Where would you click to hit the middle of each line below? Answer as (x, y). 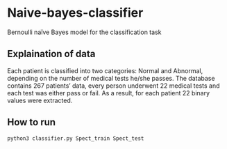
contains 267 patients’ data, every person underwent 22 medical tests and (113, 86)
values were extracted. (40, 100)
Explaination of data (51, 54)
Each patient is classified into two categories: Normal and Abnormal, (105, 70)
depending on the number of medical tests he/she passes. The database (111, 78)
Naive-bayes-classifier (75, 13)
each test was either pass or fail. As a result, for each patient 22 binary (109, 93)
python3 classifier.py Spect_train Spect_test (76, 138)
